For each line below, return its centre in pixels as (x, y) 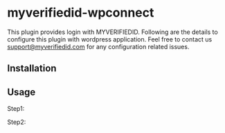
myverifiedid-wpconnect (81, 13)
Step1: (16, 109)
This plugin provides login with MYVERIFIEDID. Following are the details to (112, 32)
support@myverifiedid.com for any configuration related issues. (98, 46)
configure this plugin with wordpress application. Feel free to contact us (110, 39)
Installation (32, 68)
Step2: (17, 122)
